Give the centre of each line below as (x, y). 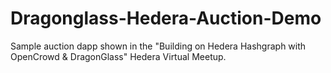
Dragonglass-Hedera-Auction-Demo (166, 18)
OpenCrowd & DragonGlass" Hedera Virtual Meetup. (118, 56)
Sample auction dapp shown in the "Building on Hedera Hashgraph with (158, 46)
